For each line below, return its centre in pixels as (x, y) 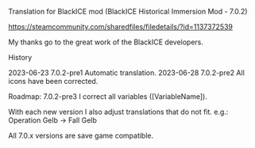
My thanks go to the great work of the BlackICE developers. (106, 42)
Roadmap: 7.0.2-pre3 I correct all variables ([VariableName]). (108, 97)
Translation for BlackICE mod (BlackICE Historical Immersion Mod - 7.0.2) (128, 11)
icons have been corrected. (53, 81)
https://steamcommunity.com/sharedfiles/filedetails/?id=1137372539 (120, 27)
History (20, 57)
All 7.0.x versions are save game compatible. (81, 135)
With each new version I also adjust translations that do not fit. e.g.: (118, 112)
